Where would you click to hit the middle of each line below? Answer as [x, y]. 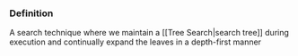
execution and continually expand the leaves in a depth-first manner [136, 42]
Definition [31, 13]
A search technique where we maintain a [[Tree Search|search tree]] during [149, 33]
